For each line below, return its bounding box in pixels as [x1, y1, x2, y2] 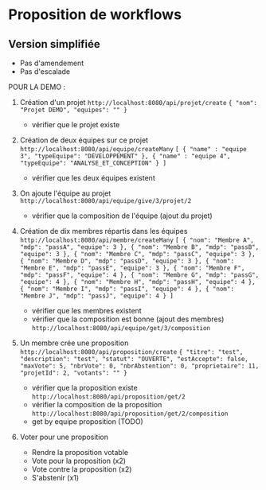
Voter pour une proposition [19, 432, 109, 441]
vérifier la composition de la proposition [31, 400, 162, 409]
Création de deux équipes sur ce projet [19, 135, 149, 145]
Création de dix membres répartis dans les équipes [19, 227, 188, 235]
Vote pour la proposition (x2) [31, 456, 126, 465]
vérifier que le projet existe [31, 120, 120, 129]
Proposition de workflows [8, 6, 182, 24]
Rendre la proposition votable [31, 448, 129, 457]
